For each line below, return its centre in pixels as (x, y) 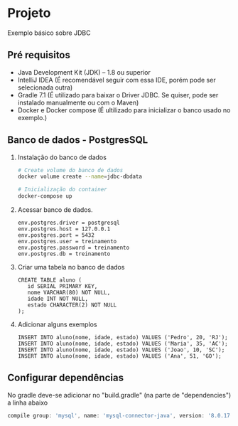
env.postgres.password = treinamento (74, 248)
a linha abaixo (28, 403)
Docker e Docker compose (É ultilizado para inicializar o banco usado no (124, 110)
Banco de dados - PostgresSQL (78, 140)
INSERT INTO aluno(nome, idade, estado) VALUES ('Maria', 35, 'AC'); (123, 344)
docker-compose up (45, 196)
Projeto (29, 13)
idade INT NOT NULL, (58, 299)
